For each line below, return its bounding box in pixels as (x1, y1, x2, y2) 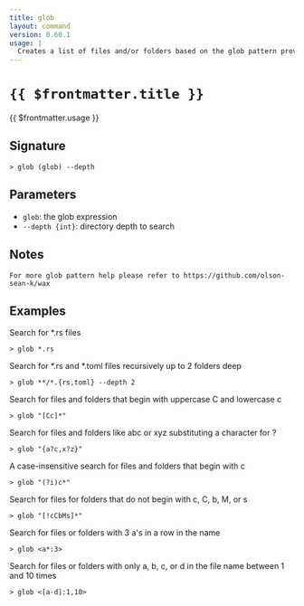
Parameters (9, 187, 77, 203)
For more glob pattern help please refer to (9, 270, 180, 280)
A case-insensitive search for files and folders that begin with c (9, 460, 246, 471)
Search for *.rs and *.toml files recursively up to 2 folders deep (9, 361, 242, 372)
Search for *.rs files (9, 327, 81, 338)
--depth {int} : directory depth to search (22, 221, 175, 232)
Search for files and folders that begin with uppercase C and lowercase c (9, 394, 282, 405)
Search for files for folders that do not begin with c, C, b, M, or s (9, 494, 248, 505)
